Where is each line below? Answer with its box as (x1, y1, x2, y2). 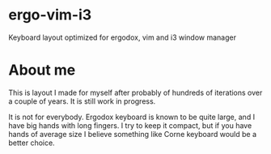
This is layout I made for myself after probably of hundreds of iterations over (8, 88, 263, 97)
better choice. (8, 138, 55, 148)
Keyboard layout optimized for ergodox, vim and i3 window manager (8, 32, 237, 42)
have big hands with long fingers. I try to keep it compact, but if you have (8, 120, 252, 130)
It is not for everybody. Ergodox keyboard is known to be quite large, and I (8, 112, 256, 122)
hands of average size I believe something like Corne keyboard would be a (8, 129, 257, 139)
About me (8, 61, 76, 79)
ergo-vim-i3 (8, 6, 92, 24)
